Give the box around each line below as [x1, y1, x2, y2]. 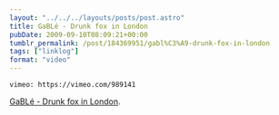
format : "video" [9, 55, 71, 64]
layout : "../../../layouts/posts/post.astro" [9, 13, 184, 23]
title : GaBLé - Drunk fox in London [9, 22, 148, 31]
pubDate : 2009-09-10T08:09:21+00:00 [9, 30, 148, 39]
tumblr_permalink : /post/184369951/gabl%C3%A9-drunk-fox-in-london [9, 38, 271, 48]
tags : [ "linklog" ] [9, 47, 79, 56]
